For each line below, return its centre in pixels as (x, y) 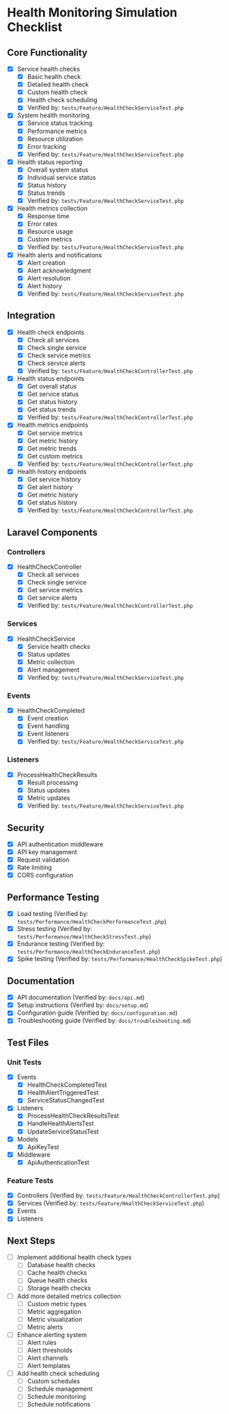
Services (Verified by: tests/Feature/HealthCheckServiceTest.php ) (111, 1203)
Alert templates (49, 1366)
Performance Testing (53, 897)
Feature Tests (30, 1180)
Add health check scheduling (58, 1374)
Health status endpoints (51, 379)
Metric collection (51, 662)
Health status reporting (50, 162)
